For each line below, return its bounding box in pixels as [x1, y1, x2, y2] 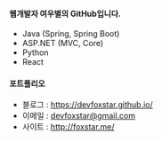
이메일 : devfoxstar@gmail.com [21, 111, 136, 121]
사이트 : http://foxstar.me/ [21, 121, 115, 132]
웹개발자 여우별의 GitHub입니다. [9, 8, 122, 19]
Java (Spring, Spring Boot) [21, 28, 120, 39]
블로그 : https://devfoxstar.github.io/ [21, 99, 153, 110]
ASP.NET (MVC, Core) [21, 38, 104, 49]
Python [21, 47, 49, 58]
